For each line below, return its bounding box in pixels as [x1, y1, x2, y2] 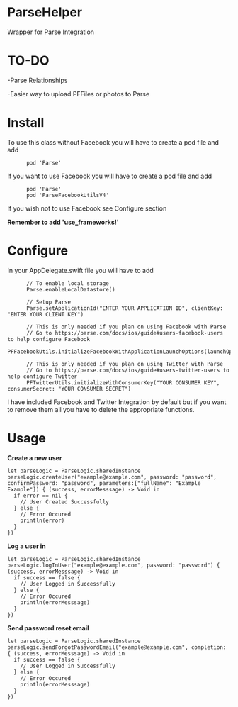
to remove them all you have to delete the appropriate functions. [7, 405, 195, 413]
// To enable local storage [25, 279, 110, 287]
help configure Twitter [7, 373, 78, 380]
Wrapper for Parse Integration [7, 28, 94, 36]
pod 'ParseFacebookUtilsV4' [25, 191, 110, 199]
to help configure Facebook [7, 335, 91, 343]
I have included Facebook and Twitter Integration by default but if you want [7, 398, 227, 406]
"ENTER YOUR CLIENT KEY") [7, 311, 84, 318]
